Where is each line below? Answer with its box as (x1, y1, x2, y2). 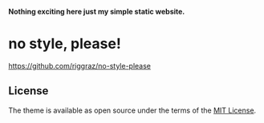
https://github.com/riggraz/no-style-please (8, 61, 151, 70)
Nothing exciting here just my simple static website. (8, 7, 185, 16)
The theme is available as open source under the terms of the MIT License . (8, 105, 257, 115)
